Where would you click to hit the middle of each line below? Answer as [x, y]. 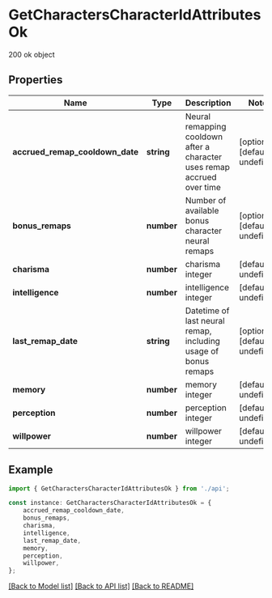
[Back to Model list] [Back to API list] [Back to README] [101, 586]
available [202, 210]
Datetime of [207, 311]
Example [31, 470]
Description [208, 103]
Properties [36, 80]
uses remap [208, 167]
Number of [206, 200]
